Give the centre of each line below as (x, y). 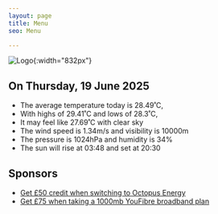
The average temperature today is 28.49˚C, (91, 105)
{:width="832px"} (63, 60)
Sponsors (33, 173)
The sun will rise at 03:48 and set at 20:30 (90, 148)
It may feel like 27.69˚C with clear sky (82, 122)
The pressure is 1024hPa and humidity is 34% (96, 140)
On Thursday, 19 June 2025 (79, 86)
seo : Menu (25, 31)
